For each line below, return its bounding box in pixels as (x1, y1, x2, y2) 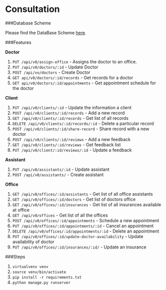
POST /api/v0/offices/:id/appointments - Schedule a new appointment (12, 217, 160, 223)
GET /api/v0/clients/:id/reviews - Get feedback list (12, 141, 121, 148)
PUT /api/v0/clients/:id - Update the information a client (12, 104, 132, 110)
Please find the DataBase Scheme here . (5, 29, 86, 35)
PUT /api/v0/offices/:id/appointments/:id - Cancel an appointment (12, 223, 154, 229)
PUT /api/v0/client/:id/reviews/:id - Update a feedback (12, 147, 132, 153)
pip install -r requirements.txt (12, 275, 82, 280)
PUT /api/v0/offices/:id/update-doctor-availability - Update (12, 233, 144, 239)
